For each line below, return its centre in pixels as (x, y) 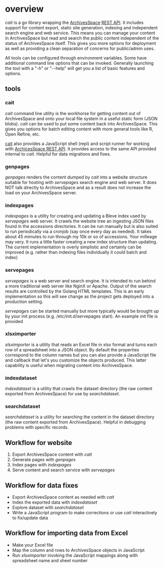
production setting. (24, 302)
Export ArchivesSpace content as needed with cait (63, 497)
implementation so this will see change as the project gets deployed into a (80, 296)
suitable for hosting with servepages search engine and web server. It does (81, 182)
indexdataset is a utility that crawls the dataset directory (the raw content (79, 388)
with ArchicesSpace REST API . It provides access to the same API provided (81, 149)
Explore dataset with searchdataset (48, 507)
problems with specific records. (37, 427)
